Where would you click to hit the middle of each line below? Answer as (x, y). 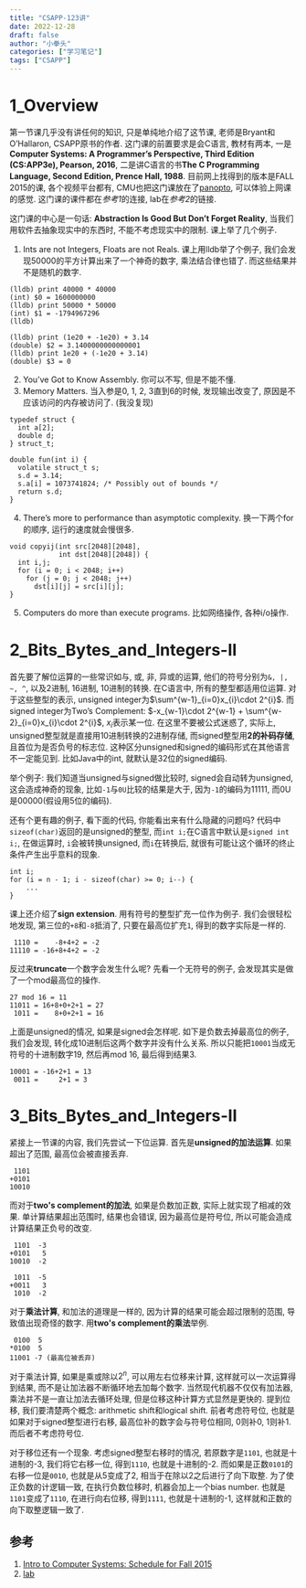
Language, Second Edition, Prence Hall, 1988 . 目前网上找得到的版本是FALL (152, 176)
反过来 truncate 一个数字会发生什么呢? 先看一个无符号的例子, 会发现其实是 (148, 968)
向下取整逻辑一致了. (47, 1510)
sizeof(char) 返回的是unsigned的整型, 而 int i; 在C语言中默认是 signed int (149, 831)
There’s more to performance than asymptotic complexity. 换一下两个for (158, 517)
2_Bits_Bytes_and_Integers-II (123, 650)
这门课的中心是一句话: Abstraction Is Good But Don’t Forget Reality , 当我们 (152, 218)
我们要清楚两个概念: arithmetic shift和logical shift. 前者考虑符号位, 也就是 (158, 1411)
